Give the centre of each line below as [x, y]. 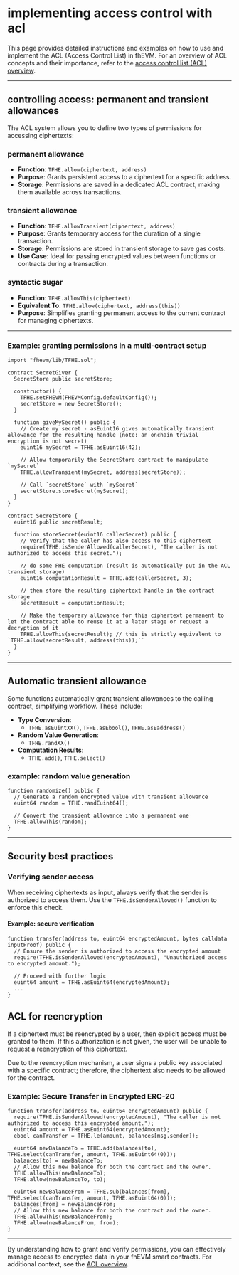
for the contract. [31, 1078]
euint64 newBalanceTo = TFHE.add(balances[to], [86, 1148]
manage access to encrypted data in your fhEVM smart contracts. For [110, 1257]
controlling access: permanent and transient [108, 100]
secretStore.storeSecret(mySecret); [75, 491]
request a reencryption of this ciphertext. [68, 1049]
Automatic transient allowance [77, 681]
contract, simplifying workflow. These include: [75, 706]
